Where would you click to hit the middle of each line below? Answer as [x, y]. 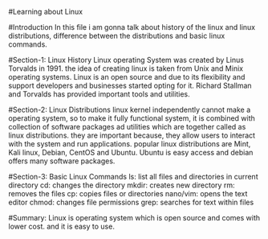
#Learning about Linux [46, 12]
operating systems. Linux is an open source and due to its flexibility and [127, 77]
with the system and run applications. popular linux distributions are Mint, [130, 144]
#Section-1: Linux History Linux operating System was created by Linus [126, 60]
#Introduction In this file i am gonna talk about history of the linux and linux [132, 27]
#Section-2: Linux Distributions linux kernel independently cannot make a [130, 109]
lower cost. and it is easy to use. [61, 226]
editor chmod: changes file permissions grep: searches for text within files [131, 202]
